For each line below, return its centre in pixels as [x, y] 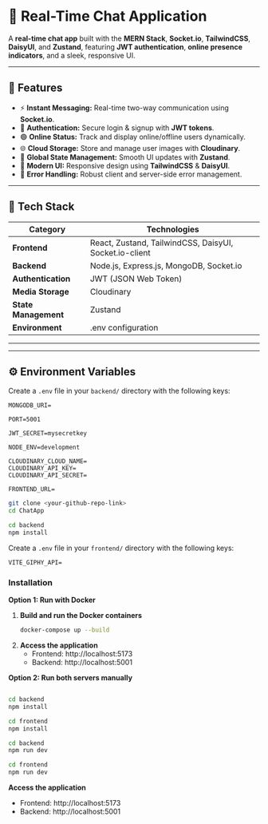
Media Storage [41, 291]
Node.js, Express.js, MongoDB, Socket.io [166, 265]
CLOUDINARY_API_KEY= [43, 469]
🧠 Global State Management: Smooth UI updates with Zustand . [125, 157]
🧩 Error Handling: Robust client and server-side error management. [131, 174]
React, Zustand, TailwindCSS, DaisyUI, [162, 243]
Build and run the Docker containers [81, 616]
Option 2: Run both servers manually [71, 678]
